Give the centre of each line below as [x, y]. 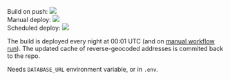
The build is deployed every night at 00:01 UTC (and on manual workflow [111, 41]
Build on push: [28, 11]
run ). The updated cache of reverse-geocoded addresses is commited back [115, 49]
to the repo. [23, 56]
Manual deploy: [29, 20]
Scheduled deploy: [34, 28]
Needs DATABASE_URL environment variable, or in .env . [83, 69]
